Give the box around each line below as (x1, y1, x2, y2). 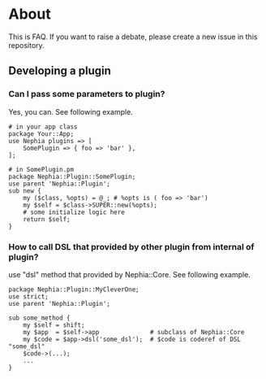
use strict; (8, 292, 49, 301)
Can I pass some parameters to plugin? (8, 89, 165, 100)
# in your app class (8, 123, 79, 131)
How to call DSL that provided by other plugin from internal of (8, 241, 255, 252)
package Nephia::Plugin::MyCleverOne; (8, 285, 139, 294)
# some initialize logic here (23, 208, 126, 216)
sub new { (8, 186, 42, 195)
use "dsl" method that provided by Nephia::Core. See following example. (8, 269, 251, 279)
